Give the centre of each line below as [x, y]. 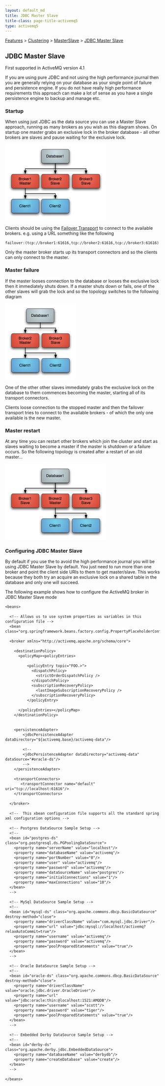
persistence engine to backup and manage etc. [53, 98]
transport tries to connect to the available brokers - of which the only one [79, 412]
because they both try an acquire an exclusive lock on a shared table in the [81, 577]
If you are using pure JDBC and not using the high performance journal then [82, 78]
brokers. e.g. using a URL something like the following [60, 233]
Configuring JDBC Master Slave [44, 551]
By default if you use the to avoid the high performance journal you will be [80, 561]
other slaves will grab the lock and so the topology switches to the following [82, 291]
